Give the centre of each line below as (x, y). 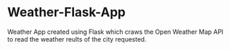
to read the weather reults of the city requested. (77, 39)
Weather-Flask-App (66, 12)
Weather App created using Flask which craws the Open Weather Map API (115, 32)
